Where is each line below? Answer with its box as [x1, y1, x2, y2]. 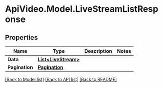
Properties [5, 33, 38, 42]
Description [84, 48, 112, 54]
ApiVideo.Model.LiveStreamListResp [5, 3, 159, 15]
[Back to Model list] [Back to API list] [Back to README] [5, 77, 117, 82]
